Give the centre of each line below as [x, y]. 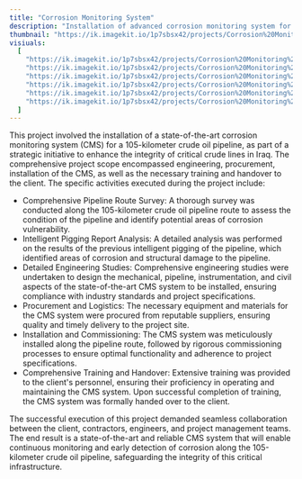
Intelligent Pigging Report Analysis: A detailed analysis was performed [152, 239]
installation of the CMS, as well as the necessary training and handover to [146, 174]
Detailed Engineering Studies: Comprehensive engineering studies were [155, 267]
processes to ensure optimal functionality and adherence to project [147, 354]
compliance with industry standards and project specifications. [139, 296]
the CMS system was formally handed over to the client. [126, 402]
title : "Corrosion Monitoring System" [82, 18]
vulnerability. [46, 230]
